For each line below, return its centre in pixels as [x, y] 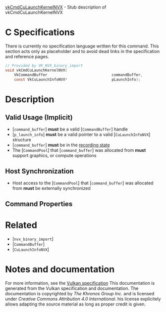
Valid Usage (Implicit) [39, 117]
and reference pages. [27, 56]
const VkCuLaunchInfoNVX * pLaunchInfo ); [77, 79]
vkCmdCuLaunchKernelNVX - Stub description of [56, 7]
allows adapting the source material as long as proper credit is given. [76, 304]
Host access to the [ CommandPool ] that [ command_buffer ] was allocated [83, 183]
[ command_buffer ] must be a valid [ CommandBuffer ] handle [70, 129]
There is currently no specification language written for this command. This [82, 46]
